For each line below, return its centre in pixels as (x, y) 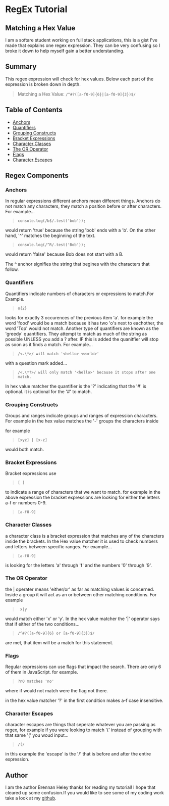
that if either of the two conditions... (42, 624)
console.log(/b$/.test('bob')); (51, 221)
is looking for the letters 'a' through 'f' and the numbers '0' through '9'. (79, 565)
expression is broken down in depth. (43, 84)
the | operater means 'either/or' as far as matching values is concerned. (80, 589)
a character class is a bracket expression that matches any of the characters (85, 536)
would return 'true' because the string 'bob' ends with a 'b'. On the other (80, 230)
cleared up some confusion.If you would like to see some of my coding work (84, 793)
